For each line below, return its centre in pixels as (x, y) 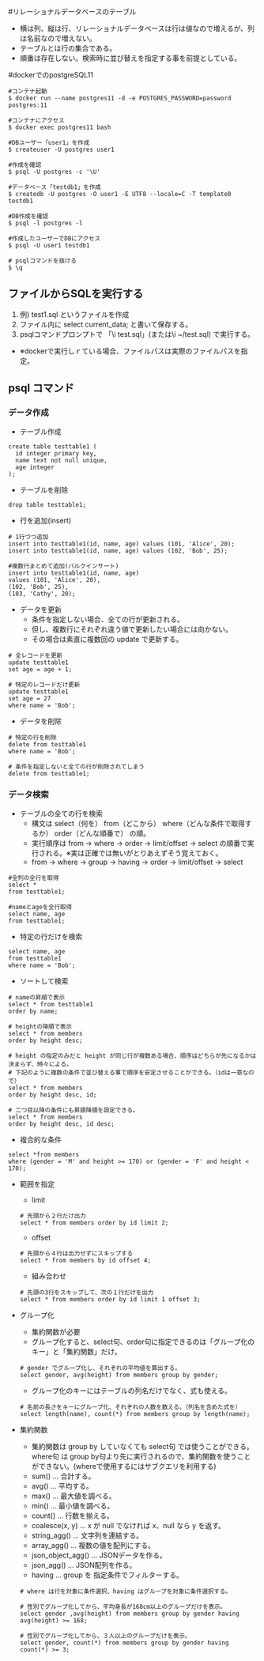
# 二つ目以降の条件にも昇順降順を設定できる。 (74, 1110)
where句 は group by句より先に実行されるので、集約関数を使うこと (141, 1456)
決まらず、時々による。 (40, 1064)
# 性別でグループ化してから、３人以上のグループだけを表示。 (105, 1636)
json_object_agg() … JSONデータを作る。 (99, 1555)
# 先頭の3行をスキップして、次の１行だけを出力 (87, 1292)
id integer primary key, (56, 453)
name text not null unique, (62, 460)
